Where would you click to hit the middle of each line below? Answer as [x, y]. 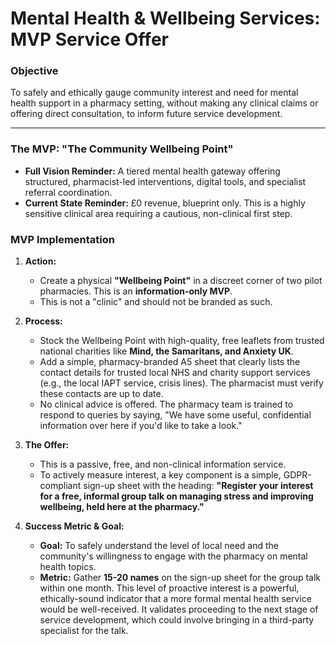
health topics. [68, 567]
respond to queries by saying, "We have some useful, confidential [175, 415]
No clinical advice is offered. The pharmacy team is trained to [166, 404]
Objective [34, 71]
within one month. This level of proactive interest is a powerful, [169, 588]
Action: [40, 261]
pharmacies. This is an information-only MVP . [136, 291]
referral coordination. [68, 192]
